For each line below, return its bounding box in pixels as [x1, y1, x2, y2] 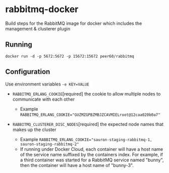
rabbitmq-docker [5, 4, 79, 15]
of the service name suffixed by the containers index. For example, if [20, 151, 163, 157]
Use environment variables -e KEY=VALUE [5, 81, 89, 87]
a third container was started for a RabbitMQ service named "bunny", [20, 157, 164, 163]
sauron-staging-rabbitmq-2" [20, 142, 79, 147]
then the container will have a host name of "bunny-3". [20, 162, 134, 168]
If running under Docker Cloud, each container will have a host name [20, 146, 163, 152]
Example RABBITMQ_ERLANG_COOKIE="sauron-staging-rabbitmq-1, [20, 136, 152, 142]
